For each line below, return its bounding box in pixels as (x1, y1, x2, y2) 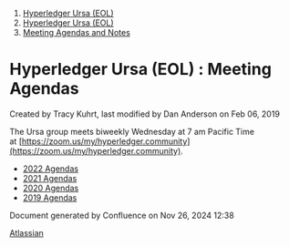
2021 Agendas (22, 172, 77, 183)
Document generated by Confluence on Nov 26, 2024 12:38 (9, 210, 234, 221)
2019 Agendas (22, 191, 77, 203)
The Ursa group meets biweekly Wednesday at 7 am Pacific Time (9, 126, 255, 137)
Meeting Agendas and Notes (22, 27, 130, 37)
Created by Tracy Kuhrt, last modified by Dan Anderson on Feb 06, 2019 (9, 108, 281, 119)
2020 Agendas (22, 182, 79, 193)
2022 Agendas (22, 163, 79, 174)
